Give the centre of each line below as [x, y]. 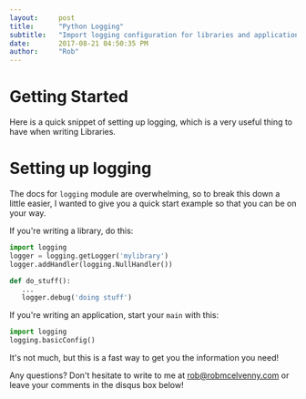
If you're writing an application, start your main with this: [114, 315]
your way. [28, 213]
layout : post [42, 18]
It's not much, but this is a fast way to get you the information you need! [144, 358]
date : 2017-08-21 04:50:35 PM [79, 43]
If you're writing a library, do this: [71, 230]
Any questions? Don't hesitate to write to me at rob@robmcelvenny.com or [149, 375]
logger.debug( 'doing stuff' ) [76, 298]
